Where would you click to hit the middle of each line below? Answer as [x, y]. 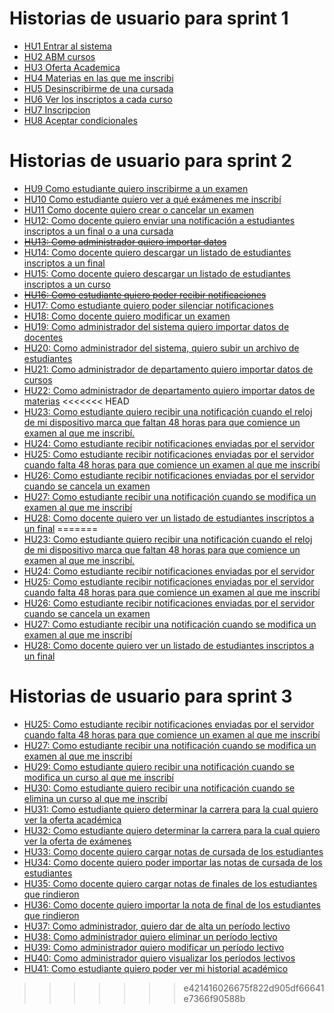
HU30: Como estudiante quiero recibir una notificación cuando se [159, 788]
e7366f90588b [214, 998]
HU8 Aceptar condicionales [80, 120]
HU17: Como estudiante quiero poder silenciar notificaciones [148, 305]
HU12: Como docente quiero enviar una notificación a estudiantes [159, 220]
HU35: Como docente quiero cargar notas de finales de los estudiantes [170, 883]
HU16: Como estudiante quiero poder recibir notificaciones [145, 294]
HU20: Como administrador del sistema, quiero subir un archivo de [161, 348]
